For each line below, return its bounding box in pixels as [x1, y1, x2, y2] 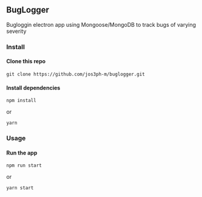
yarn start [6, 185, 34, 191]
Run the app [6, 149, 38, 156]
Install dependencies [6, 84, 61, 91]
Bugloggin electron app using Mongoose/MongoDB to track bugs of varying [6, 21, 196, 28]
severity [6, 27, 27, 35]
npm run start [6, 162, 42, 169]
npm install [6, 97, 36, 104]
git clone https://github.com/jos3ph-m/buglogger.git [6, 71, 146, 77]
